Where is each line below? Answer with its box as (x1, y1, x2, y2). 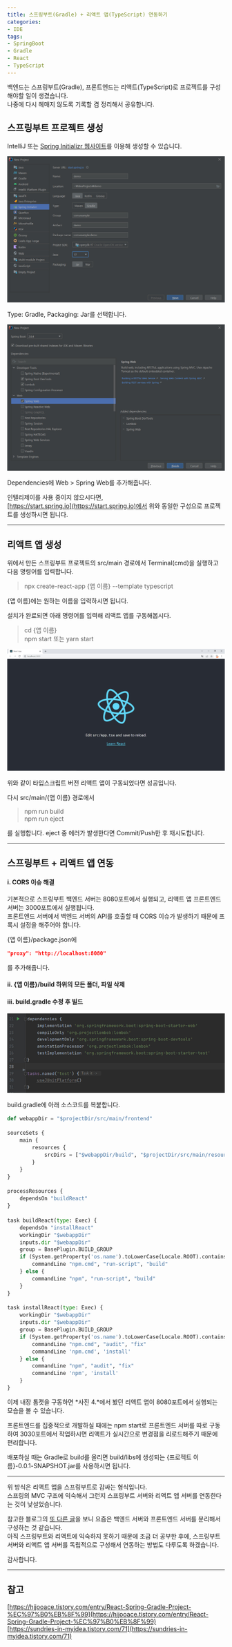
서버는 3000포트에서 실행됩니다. (7, 903, 95, 911)
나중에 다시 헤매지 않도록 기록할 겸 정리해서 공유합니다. (7, 100, 155, 108)
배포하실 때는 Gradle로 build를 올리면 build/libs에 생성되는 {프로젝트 (7, 1453, 192, 1461)
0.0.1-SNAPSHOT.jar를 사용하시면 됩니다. (18, 1461, 131, 1470)
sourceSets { (7, 1129, 45, 1137)
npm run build (23, 808, 64, 816)
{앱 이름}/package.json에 (7, 935, 77, 944)
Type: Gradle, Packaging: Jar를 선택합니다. (7, 310, 126, 318)
